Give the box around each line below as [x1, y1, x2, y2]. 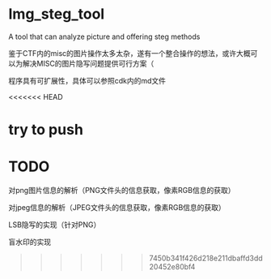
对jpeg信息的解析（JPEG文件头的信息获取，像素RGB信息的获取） [8, 203, 227, 212]
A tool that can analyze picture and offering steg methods [8, 32, 201, 41]
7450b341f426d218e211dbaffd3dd [149, 253, 263, 264]
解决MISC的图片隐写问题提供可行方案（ [22, 58, 155, 68]
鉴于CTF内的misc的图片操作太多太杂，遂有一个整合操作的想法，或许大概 [8, 48, 251, 58]
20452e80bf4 [149, 262, 196, 272]
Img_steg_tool [8, 5, 105, 24]
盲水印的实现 [8, 237, 51, 247]
